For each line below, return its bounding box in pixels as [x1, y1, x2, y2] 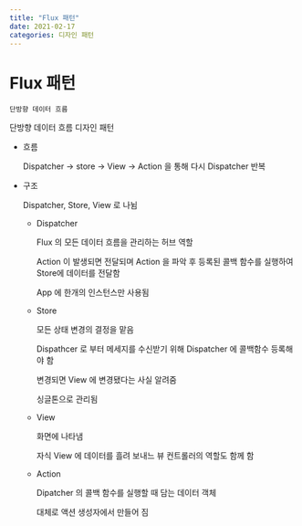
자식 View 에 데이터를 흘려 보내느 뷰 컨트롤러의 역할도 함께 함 [36, 450, 255, 461]
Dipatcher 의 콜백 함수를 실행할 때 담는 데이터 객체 [36, 488, 217, 499]
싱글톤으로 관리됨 [36, 394, 99, 405]
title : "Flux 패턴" [9, 13, 80, 23]
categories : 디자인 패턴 [9, 30, 94, 39]
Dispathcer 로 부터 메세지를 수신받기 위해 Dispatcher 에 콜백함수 [36, 343, 269, 354]
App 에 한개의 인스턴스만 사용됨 [36, 287, 150, 298]
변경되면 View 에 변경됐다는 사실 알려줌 [36, 374, 177, 385]
